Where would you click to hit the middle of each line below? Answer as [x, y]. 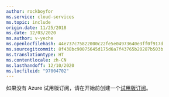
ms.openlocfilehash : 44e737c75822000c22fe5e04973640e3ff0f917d [85, 44]
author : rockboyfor [30, 11]
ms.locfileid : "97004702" [37, 71]
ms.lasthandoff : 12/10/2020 [40, 65]
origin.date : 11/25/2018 [36, 28]
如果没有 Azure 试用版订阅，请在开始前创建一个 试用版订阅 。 [79, 88]
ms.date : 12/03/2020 [31, 33]
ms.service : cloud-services [40, 17]
